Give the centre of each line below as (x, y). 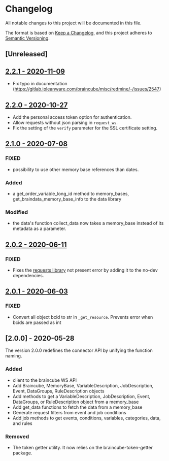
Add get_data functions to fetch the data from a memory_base (77, 407)
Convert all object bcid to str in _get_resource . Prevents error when (83, 317)
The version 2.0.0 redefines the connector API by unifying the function (79, 350)
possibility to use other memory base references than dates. (76, 169)
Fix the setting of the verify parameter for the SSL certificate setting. (85, 128)
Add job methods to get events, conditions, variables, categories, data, (87, 418)
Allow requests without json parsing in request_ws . (65, 122)
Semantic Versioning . (27, 38)
